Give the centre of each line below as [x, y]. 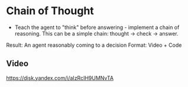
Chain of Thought [50, 11]
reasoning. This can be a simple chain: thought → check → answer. [96, 33]
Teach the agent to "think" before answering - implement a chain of [97, 27]
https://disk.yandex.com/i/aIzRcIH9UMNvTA [60, 78]
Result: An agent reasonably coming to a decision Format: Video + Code [94, 45]
